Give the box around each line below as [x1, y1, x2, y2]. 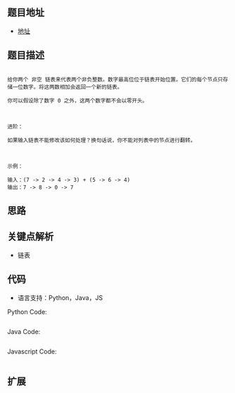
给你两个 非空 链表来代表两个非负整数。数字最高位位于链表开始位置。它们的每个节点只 [7, 76, 223, 83]
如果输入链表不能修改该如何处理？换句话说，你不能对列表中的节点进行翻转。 [7, 137, 196, 144]
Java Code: [7, 327, 41, 336]
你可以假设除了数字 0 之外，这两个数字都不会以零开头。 [7, 97, 148, 104]
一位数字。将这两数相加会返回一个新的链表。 [12, 83, 123, 90]
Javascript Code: [7, 347, 57, 356]
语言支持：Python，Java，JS [17, 293, 103, 301]
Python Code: [7, 307, 47, 316]
